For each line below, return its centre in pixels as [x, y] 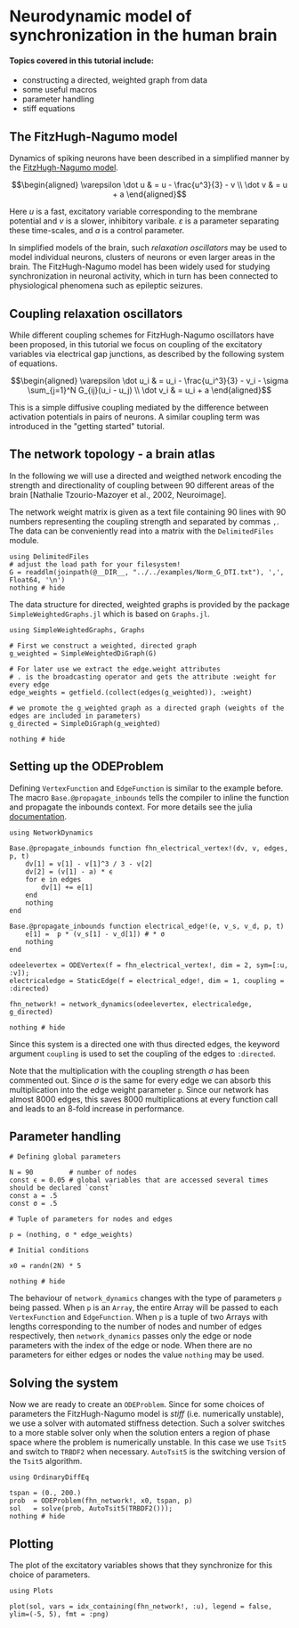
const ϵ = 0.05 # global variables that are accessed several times [139, 1180]
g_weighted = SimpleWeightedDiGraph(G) [83, 653]
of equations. [33, 363]
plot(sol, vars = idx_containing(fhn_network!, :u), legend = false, [141, 1607]
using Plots [31, 1591]
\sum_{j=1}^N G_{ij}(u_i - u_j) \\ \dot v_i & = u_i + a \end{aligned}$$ [149, 390]
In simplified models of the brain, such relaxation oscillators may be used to [148, 248]
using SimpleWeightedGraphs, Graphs [77, 630]
